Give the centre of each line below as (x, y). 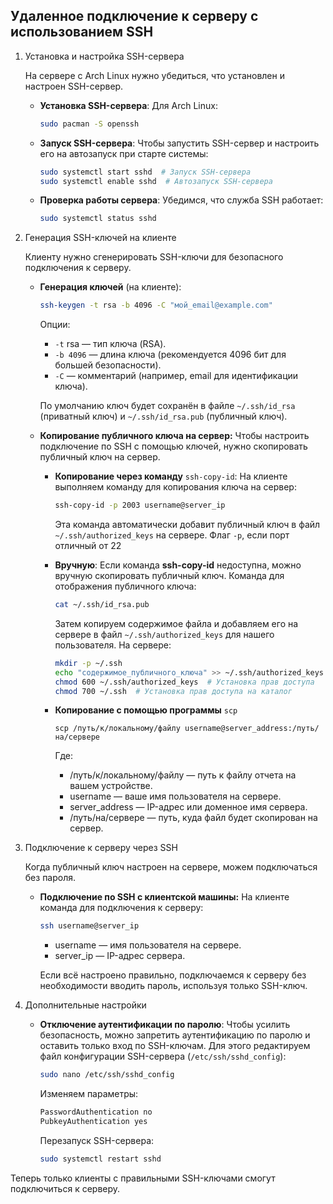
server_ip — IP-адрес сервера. (120, 956)
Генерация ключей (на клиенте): (110, 287)
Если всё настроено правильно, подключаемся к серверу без (173, 975)
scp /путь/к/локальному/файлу (117, 729)
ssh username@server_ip (89, 926)
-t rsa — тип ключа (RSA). (110, 344)
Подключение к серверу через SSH (101, 848)
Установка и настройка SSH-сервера (104, 56)
